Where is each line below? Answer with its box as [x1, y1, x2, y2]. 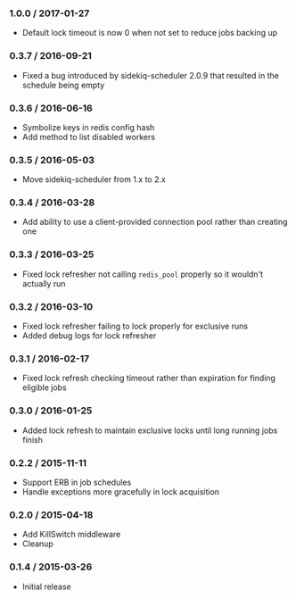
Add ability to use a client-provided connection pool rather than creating [21, 217, 288, 228]
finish [21, 434, 43, 445]
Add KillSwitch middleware [21, 529, 121, 540]
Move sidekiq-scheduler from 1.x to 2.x [21, 174, 167, 185]
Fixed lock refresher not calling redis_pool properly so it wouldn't [21, 269, 264, 279]
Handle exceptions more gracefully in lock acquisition [21, 486, 220, 497]
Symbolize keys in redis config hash [21, 121, 155, 132]
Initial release [21, 581, 71, 592]
